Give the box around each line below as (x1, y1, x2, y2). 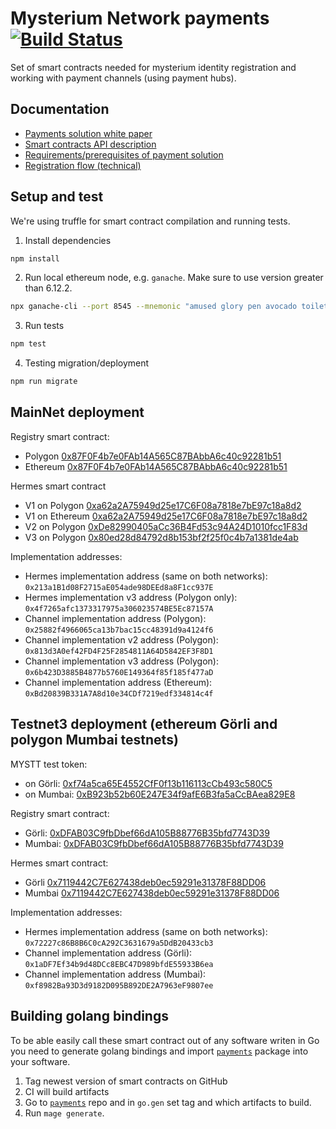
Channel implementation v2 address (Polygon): (24, 633, 219, 646)
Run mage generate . (24, 1107, 105, 1119)
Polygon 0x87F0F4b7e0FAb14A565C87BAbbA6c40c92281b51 (24, 450, 282, 462)
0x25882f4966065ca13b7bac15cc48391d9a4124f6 (24, 625, 214, 635)
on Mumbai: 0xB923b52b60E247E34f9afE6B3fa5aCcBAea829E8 (24, 788, 296, 800)
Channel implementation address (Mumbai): (24, 968, 207, 980)
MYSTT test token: (10, 758, 88, 770)
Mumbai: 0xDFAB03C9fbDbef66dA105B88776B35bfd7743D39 (24, 837, 284, 849)
